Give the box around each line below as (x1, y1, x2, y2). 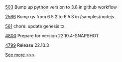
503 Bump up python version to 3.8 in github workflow (5, 4, 117, 10)
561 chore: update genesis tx (5, 23, 65, 29)
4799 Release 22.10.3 (5, 42, 49, 48)
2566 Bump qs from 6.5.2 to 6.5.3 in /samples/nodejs (5, 14, 115, 19)
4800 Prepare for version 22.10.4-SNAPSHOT (5, 33, 99, 38)
